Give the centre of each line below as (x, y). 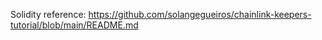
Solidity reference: (48, 14)
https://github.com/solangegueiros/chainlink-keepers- (200, 14)
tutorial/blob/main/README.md (74, 25)
